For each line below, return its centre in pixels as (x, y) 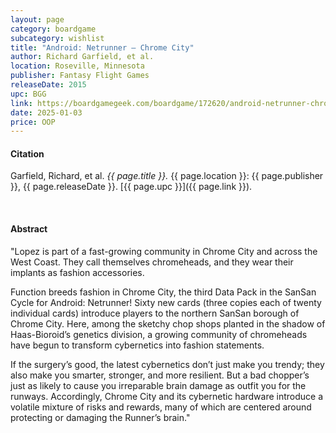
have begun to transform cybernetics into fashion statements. (137, 345)
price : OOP (33, 122)
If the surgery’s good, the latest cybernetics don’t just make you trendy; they (167, 364)
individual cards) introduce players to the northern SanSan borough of (155, 313)
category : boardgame (53, 29)
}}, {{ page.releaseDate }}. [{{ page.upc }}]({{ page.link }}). (131, 187)
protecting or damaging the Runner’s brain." (100, 417)
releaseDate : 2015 (48, 85)
